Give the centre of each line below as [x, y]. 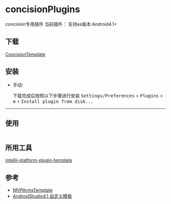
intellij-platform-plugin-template [39, 160]
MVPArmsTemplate [33, 190]
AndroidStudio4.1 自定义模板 [42, 196]
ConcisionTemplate [25, 54]
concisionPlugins [43, 9]
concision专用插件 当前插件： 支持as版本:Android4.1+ [61, 24]
